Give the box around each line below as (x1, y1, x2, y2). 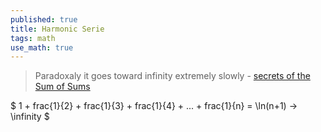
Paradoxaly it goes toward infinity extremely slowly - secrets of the (34, 70, 311, 82)
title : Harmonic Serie (10, 24, 105, 34)
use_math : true (10, 42, 74, 53)
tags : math (10, 33, 56, 43)
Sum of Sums (34, 81, 91, 93)
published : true (10, 14, 78, 25)
